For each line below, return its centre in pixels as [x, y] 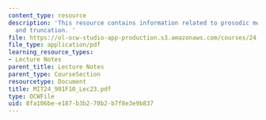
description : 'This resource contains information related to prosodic [129, 23]
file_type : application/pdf [55, 45]
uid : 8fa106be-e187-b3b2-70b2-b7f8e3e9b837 [81, 103]
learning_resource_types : [51, 52]
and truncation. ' [46, 30]
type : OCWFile [32, 96]
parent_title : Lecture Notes [56, 67]
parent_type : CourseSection [55, 74]
